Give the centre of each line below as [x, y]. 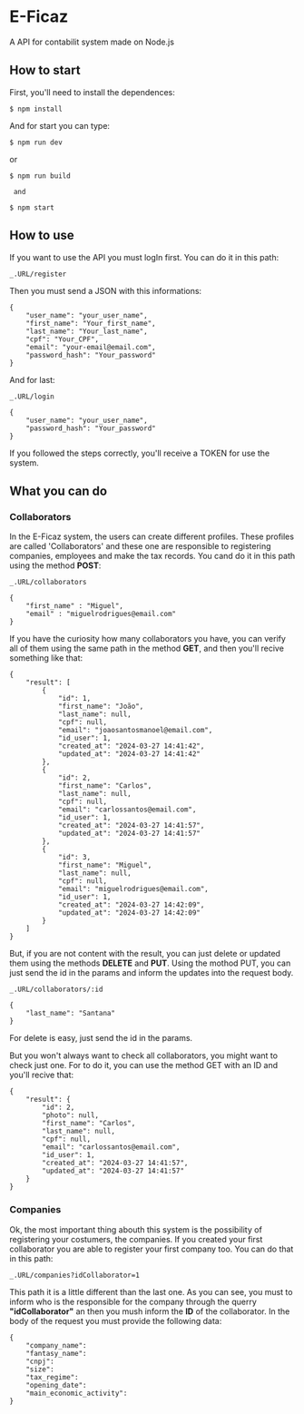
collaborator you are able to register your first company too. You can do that [152, 1249]
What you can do [58, 491]
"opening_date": [57, 1385]
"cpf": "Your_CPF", [63, 339]
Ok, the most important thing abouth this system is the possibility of [136, 1229]
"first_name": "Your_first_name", [91, 323]
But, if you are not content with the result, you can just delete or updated [145, 954]
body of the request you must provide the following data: [116, 1321]
